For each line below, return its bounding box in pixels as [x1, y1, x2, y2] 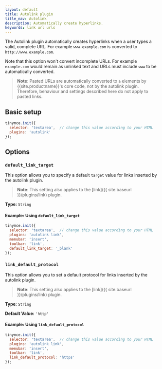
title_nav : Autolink [5, 16, 47, 21]
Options [5, 148, 30, 156]
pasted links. [17, 93, 43, 100]
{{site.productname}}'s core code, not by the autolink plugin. [17, 83, 139, 89]
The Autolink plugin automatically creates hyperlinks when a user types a [5, 38, 152, 44]
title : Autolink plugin [5, 12, 54, 17]
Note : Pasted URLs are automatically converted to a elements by [17, 78, 147, 84]
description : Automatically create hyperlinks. [5, 20, 104, 26]
